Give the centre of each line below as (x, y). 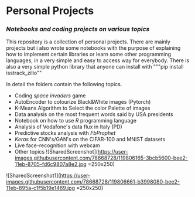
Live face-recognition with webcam (57, 145)
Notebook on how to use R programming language (75, 121)
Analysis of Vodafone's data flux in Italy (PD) (69, 127)
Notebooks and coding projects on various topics (78, 29)
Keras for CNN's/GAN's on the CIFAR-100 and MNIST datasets (90, 140)
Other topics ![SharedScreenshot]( (56, 152)
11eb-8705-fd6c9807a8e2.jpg (50, 164)
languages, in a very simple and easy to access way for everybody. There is (98, 60)
